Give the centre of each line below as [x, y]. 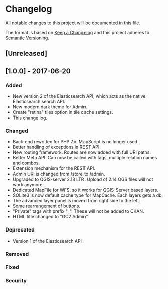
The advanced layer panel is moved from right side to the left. [76, 201]
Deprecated [20, 230]
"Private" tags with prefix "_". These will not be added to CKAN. [78, 211]
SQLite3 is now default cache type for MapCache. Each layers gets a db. [88, 195]
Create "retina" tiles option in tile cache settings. [63, 112]
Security [16, 281]
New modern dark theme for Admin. [50, 107]
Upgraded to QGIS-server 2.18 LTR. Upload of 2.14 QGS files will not [83, 179]
